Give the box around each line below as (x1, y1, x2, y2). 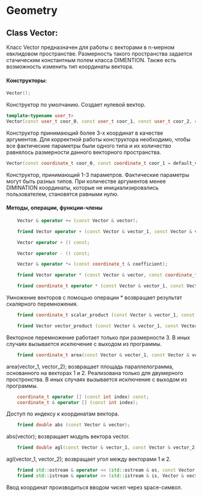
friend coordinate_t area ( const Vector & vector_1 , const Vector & (17, 351, 189, 358)
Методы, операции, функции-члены (6, 204, 103, 211)
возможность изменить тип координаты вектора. (6, 63, 134, 70)
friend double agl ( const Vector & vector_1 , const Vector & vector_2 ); (17, 444, 200, 451)
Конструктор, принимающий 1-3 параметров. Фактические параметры (6, 171, 189, 178)
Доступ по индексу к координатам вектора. (6, 410, 120, 417)
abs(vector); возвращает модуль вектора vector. (6, 433, 130, 440)
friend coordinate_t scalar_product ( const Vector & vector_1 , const (17, 312, 195, 318)
